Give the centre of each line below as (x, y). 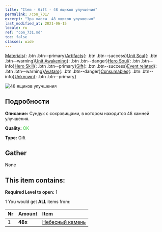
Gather (16, 153)
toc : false (16, 37)
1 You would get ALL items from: (38, 202)
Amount (28, 214)
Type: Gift (15, 138)
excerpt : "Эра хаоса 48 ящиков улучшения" (50, 19)
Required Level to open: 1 (31, 192)
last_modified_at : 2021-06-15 (36, 23)
